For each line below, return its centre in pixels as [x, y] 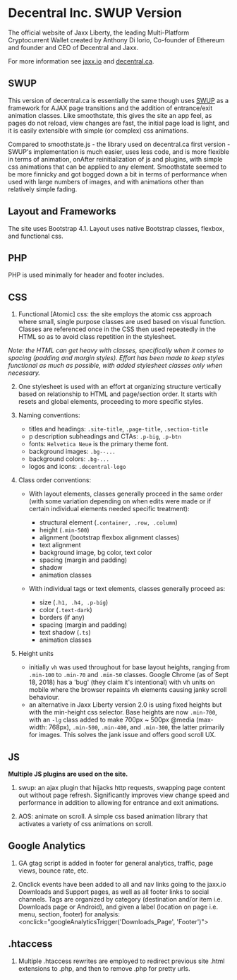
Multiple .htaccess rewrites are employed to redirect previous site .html [121, 961]
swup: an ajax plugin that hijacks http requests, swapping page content [122, 788]
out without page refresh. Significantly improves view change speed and [124, 795]
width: [38, 727]
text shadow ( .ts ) [65, 633]
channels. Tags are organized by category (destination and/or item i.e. [120, 899]
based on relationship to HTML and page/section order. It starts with [117, 394]
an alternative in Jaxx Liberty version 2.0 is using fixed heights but [125, 705]
